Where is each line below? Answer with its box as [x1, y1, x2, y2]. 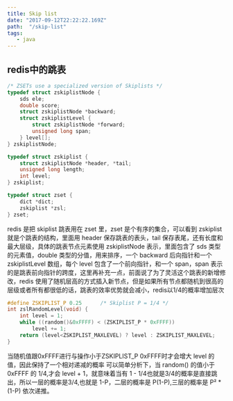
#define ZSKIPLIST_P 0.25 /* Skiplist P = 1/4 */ [7, 299, 169, 306]
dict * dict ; [19, 198, 54, 205]
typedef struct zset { [7, 192, 73, 199]
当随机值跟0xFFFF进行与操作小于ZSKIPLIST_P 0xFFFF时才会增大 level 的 [7, 352, 215, 360]
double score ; [19, 102, 60, 109]
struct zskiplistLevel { [19, 115, 92, 122]
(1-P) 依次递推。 [7, 386, 53, 395]
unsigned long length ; [19, 166, 85, 173]
